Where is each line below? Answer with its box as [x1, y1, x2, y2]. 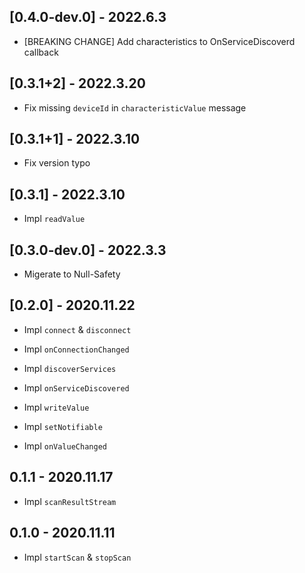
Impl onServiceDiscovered [23, 381, 130, 394]
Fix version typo [23, 157, 91, 169]
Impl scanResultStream [23, 495, 117, 507]
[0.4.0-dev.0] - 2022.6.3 [9, 9, 167, 26]
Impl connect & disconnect [23, 323, 132, 335]
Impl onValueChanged [23, 440, 107, 452]
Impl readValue [23, 213, 86, 225]
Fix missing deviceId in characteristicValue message [23, 101, 247, 114]
